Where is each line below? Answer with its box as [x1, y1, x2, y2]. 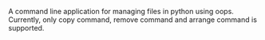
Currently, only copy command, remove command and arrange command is [8, 15, 258, 24]
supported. [8, 24, 45, 32]
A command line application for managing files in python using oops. [8, 7, 234, 16]
